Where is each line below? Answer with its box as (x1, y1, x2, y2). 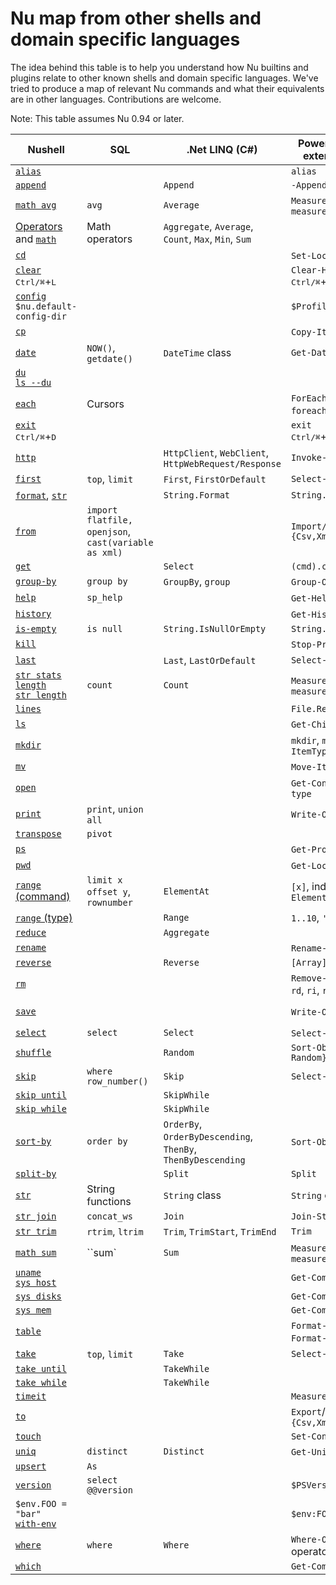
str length (15, 689, 67, 701)
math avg (15, 199, 57, 211)
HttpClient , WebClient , (163, 445, 270, 459)
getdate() (86, 353, 133, 364)
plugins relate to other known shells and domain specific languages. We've (10, 72, 319, 84)
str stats (15, 669, 62, 681)
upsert (15, 1460, 47, 1472)
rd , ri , (290, 983, 320, 997)
